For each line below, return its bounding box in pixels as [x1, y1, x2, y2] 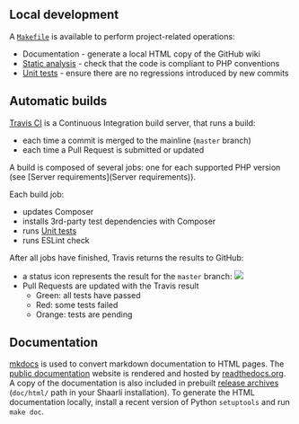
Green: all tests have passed [35, 289, 141, 300]
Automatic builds [9, 93, 108, 109]
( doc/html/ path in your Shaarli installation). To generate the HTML [9, 387, 256, 398]
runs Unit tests [22, 225, 77, 236]
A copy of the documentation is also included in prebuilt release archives [9, 377, 279, 389]
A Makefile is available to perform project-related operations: [9, 31, 235, 41]
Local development [9, 7, 119, 22]
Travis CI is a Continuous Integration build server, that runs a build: [9, 117, 256, 128]
